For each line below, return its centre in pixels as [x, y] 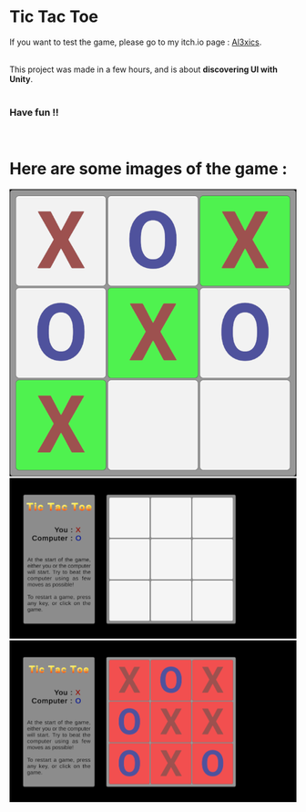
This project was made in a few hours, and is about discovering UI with [143, 69]
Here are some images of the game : [148, 169]
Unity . [21, 78]
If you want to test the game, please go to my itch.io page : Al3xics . [136, 42]
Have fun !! [34, 112]
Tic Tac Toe [54, 17]
